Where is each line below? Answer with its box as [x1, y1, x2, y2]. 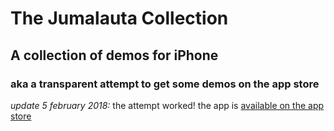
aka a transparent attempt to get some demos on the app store [10, 77, 320, 91]
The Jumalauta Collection [10, 7, 229, 30]
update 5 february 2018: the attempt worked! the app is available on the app [10, 99, 325, 111]
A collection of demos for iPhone [10, 47, 219, 64]
